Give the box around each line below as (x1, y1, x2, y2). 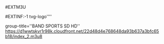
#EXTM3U (5, 4, 26, 10)
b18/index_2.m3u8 (5, 34, 43, 39)
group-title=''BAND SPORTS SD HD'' (5, 23, 80, 29)
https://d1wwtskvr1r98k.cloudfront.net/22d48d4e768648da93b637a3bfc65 (5, 28, 159, 34)
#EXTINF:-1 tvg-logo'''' (5, 14, 52, 19)
